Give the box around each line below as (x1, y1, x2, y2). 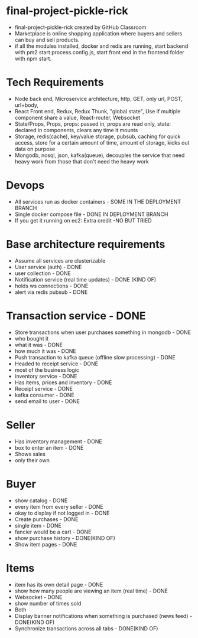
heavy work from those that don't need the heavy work (14, 158, 149, 165)
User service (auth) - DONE (14, 263, 82, 270)
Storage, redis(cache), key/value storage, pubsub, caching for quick (14, 133, 181, 140)
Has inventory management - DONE (14, 438, 102, 445)
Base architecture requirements (6, 238, 165, 251)
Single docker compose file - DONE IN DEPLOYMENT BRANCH (14, 211, 168, 218)
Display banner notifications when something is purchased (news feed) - (14, 612, 193, 619)
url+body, (14, 102, 39, 109)
